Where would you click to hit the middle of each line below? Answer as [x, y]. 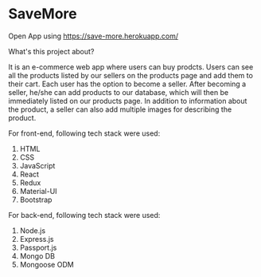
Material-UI [38, 191]
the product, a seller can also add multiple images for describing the [120, 109]
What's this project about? [51, 51]
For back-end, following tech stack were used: [84, 215]
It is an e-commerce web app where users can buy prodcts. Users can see [131, 67]
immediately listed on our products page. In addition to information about [128, 101]
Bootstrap [36, 200]
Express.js [37, 239]
